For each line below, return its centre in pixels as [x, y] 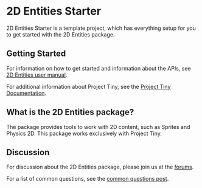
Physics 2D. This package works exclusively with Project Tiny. [84, 133]
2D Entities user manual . [37, 75]
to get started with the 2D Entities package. [61, 34]
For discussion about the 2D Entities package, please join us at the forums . [100, 167]
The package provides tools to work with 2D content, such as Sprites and [98, 127]
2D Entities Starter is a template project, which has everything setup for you [101, 28]
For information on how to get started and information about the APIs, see [99, 68]
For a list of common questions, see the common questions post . [88, 179]
